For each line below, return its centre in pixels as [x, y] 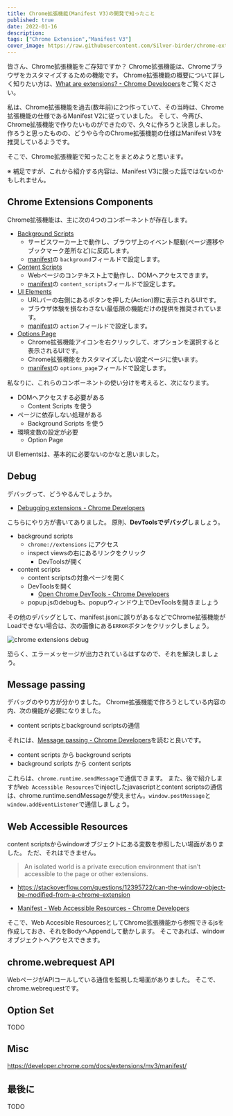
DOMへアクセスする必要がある [61, 397]
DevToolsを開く [50, 586]
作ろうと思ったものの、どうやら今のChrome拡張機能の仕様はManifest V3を [115, 133]
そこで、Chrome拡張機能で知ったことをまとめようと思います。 [97, 156]
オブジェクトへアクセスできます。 [55, 940]
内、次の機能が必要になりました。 [56, 710]
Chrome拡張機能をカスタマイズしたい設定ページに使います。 [114, 359]
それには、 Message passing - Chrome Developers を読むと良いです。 [106, 740]
